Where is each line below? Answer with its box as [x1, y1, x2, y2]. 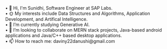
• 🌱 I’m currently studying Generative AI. [5, 21, 90, 28]
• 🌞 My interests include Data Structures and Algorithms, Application [5, 10, 150, 16]
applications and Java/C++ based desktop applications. [5, 33, 122, 38]
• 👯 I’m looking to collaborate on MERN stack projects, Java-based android [5, 27, 162, 33]
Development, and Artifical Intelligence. [5, 16, 88, 22]
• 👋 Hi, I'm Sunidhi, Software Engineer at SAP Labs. [5, 5, 113, 11]
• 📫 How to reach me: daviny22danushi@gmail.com [5, 38, 115, 44]
